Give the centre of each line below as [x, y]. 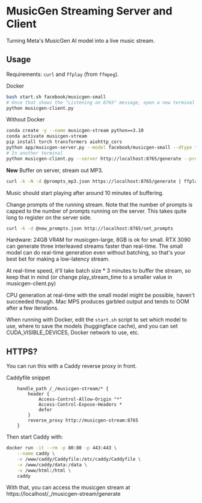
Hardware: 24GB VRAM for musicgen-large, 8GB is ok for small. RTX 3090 [99, 240]
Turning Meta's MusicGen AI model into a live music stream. [81, 40]
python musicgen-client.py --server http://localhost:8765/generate [94, 159]
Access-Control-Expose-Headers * [80, 405]
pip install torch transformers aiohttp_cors [64, 142]
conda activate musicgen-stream [47, 136]
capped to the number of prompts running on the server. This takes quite [96, 211]
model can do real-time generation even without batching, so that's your [96, 253]
